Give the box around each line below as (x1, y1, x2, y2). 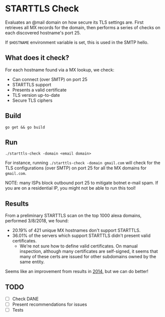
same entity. (19, 259, 45, 265)
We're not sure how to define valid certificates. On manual (19, 243, 138, 249)
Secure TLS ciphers (12, 97, 53, 103)
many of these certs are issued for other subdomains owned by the (19, 254, 157, 260)
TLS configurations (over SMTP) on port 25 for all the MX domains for (5, 165, 147, 171)
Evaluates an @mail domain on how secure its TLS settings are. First (5, 19, 144, 25)
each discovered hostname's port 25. (5, 30, 81, 36)
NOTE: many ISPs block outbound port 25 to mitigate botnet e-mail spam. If (5, 180, 159, 186)
